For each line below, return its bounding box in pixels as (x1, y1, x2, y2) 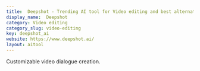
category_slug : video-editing (6, 25, 82, 31)
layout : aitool (6, 42, 44, 48)
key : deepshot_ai (6, 31, 49, 37)
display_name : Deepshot (6, 14, 68, 20)
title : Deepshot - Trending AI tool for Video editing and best (6, 8, 171, 15)
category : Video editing (6, 20, 68, 25)
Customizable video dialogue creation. (6, 57, 101, 65)
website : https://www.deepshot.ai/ (6, 36, 95, 42)
